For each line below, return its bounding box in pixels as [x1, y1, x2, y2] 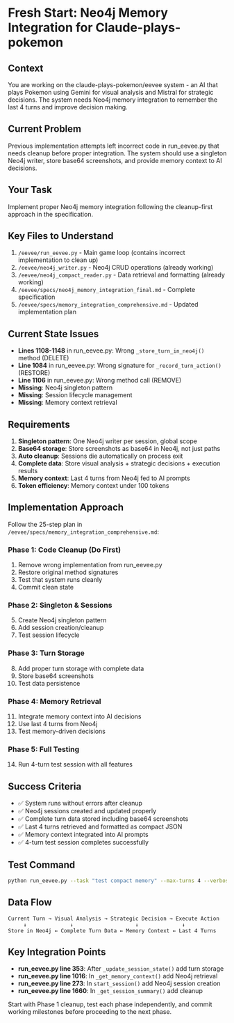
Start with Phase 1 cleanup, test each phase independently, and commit [8, 1000, 212, 1008]
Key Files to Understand [8, 230, 114, 242]
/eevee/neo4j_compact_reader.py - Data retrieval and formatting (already [17, 270, 225, 279]
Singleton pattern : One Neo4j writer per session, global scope [17, 437, 197, 445]
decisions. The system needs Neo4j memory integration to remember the [8, 95, 218, 104]
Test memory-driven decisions [17, 727, 106, 736]
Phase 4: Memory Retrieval [8, 696, 101, 706]
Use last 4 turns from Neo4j [17, 720, 98, 728]
